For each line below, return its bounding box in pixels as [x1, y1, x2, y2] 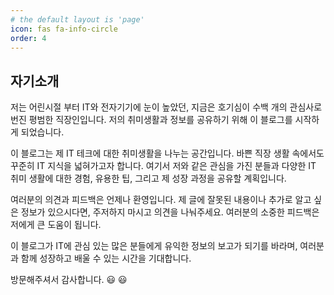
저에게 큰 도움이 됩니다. [10, 219, 102, 231]
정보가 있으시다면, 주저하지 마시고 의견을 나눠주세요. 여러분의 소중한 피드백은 [20, 206, 320, 218]
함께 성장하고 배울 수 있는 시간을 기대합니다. [20, 252, 192, 265]
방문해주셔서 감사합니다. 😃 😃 [10, 274, 128, 286]
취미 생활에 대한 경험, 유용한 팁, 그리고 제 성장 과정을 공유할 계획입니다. [10, 172, 287, 185]
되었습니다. [20, 126, 65, 138]
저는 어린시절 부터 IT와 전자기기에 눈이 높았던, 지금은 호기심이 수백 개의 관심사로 [10, 101, 323, 113]
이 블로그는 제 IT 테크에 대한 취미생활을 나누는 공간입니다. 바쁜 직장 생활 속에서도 [10, 147, 325, 160]
